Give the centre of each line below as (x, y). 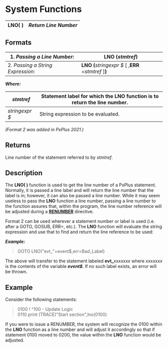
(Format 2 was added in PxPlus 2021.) (44, 129)
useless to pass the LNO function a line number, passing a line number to (80, 201)
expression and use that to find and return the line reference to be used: (79, 232)
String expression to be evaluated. (79, 114)
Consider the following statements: (41, 299)
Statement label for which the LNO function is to (100, 96)
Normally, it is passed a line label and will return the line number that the (79, 190)
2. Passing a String (30, 65)
